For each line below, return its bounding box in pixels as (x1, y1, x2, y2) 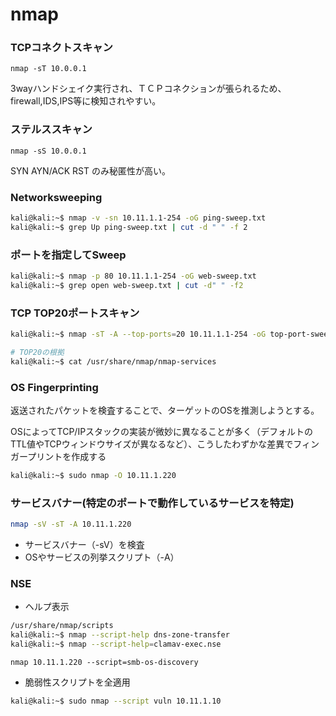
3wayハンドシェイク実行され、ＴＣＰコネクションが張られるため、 (10, 83, 287, 95)
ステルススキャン (10, 123, 93, 137)
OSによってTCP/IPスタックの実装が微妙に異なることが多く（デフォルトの (10, 426, 314, 438)
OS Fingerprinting (10, 380, 99, 394)
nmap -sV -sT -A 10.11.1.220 (10, 519, 132, 530)
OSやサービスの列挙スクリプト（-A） (24, 551, 180, 563)
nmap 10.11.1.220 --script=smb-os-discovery (10, 658, 199, 668)
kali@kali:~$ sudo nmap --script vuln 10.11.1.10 (10, 696, 222, 707)
